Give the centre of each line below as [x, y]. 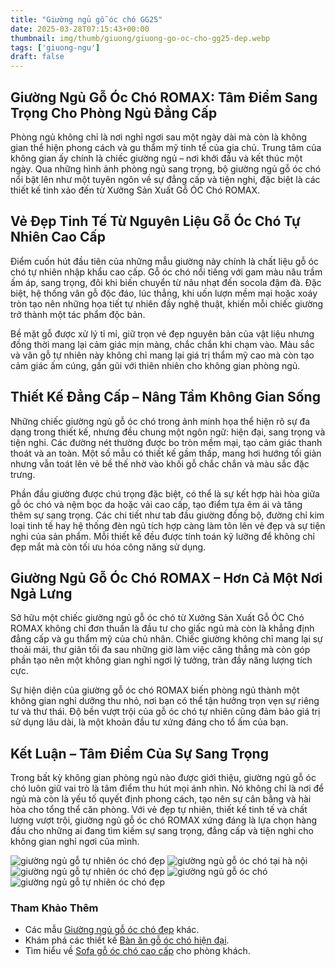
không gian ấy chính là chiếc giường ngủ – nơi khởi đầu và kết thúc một [156, 158]
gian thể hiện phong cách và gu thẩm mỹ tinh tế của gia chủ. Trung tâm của [166, 147]
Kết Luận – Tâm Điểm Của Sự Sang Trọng [139, 753]
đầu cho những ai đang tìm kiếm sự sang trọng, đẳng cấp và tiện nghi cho [162, 831]
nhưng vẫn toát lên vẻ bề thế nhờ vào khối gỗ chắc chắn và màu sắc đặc [160, 463]
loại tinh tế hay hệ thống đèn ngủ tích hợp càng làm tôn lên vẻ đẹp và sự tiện [168, 525]
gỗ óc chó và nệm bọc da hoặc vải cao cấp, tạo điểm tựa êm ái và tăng [156, 504]
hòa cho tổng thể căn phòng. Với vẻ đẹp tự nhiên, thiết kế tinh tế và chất [159, 810]
